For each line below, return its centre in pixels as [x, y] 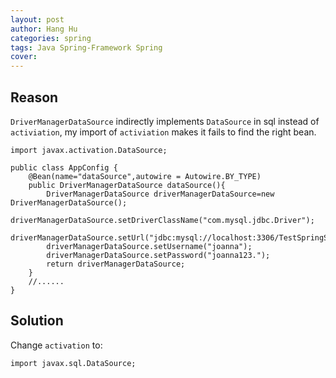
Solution [37, 321]
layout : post [37, 19]
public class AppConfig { [64, 167]
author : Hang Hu [44, 29]
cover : [24, 57]
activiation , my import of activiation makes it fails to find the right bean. [163, 132]
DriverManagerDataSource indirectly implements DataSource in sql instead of [165, 121]
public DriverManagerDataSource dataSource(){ [127, 185]
